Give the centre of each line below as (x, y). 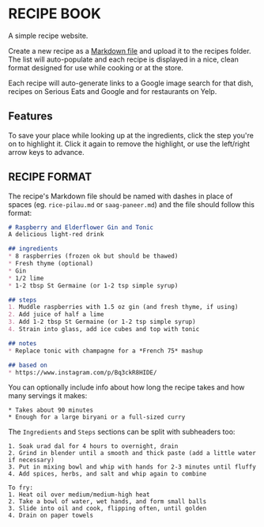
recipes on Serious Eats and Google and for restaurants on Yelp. (113, 91)
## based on (28, 365)
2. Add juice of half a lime (56, 314)
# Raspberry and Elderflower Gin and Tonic (81, 227)
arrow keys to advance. (46, 152)
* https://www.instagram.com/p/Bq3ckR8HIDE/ (83, 372)
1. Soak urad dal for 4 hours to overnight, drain (93, 446)
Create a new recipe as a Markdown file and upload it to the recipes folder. (130, 51)
